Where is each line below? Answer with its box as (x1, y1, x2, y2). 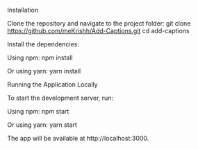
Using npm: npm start (7, 107, 69, 115)
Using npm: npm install (7, 53, 73, 62)
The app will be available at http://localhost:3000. (7, 134, 149, 142)
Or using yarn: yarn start (7, 121, 78, 129)
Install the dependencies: (7, 40, 80, 48)
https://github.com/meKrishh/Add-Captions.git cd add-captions (7, 27, 190, 35)
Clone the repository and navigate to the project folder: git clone (7, 19, 191, 27)
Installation (7, 6, 39, 14)
